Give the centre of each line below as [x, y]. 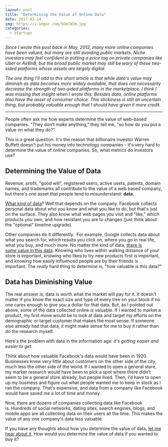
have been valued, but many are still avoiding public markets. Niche [75, 52]
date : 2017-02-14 [23, 19]
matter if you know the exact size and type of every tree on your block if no [83, 299]
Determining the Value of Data [53, 171]
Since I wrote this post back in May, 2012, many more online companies [79, 47]
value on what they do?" [30, 130]
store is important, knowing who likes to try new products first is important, [82, 255]
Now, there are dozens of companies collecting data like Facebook [74, 402]
